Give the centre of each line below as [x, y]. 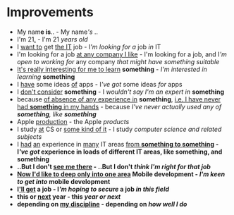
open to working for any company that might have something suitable [118, 61]
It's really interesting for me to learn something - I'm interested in [112, 69]
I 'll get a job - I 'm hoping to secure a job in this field [93, 189]
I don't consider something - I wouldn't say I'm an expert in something [121, 92]
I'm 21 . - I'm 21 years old [53, 39]
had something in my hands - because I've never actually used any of [119, 106]
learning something [46, 76]
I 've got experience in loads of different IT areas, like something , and [119, 152]
